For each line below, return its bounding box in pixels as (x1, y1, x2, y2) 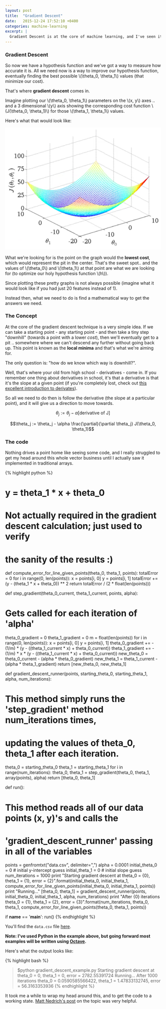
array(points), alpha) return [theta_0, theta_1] (5, 775, 95, 781)
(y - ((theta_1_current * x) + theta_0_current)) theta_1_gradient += (20, 645, 152, 651)
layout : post (5, 8, 32, 13)
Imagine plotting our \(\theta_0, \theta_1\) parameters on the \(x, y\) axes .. (5, 97, 155, 104)
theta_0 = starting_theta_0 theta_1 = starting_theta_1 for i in (5, 764, 124, 770)
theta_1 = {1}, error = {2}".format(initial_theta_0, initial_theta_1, (5, 878, 129, 884)
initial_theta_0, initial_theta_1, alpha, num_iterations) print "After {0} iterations (5, 894, 160, 900)
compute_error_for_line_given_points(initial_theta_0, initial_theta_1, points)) (5, 883, 156, 889)
